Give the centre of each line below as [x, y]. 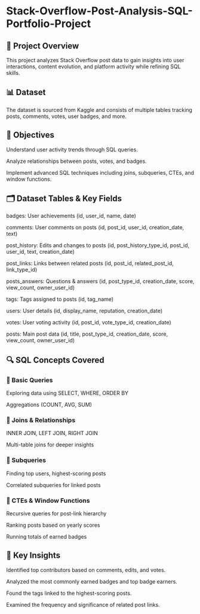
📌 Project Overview [43, 46]
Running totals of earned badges [47, 537]
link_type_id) [22, 270]
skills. [13, 73]
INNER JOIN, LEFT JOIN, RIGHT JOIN [52, 433]
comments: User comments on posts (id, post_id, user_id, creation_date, [95, 227]
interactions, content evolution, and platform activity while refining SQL [93, 66]
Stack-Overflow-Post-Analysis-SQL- [99, 11]
